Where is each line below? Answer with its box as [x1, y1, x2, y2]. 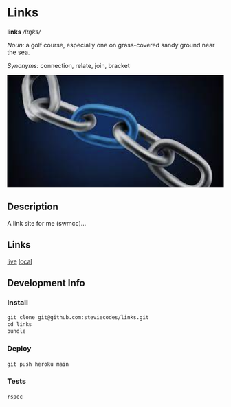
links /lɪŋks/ [7, 27, 41, 36]
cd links [7, 321, 32, 328]
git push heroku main [7, 360, 69, 368]
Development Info [7, 277, 85, 289]
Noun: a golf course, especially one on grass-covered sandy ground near [7, 40, 215, 49]
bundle [7, 328, 26, 335]
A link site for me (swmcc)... [7, 219, 87, 227]
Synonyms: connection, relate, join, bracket [7, 61, 131, 69]
